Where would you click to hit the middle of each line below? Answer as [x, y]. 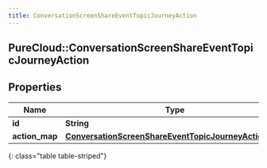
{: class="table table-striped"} [58, 155]
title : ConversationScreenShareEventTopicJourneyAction [103, 16]
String [77, 123]
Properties [35, 87]
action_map [35, 136]
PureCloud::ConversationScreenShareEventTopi [131, 48]
